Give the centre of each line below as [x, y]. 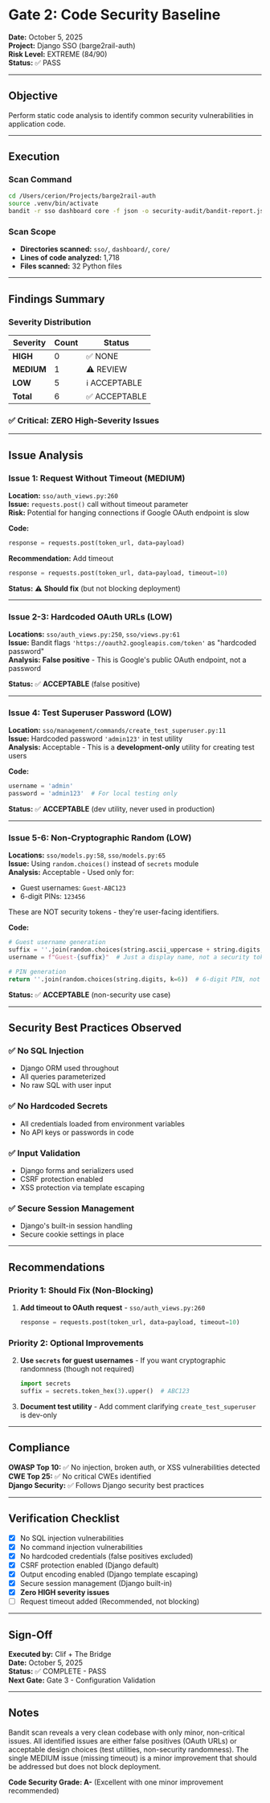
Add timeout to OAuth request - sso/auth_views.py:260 [112, 1308]
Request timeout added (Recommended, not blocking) [110, 1601]
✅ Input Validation [44, 1153]
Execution [34, 157]
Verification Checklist [64, 1519]
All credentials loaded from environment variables [102, 1123]
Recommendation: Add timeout [61, 558]
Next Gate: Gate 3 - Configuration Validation [82, 1680]
